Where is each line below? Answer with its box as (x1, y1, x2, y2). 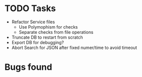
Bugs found (4, 62, 53, 73)
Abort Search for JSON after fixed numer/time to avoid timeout (11, 45, 137, 50)
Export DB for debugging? (11, 39, 64, 45)
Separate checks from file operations (18, 29, 93, 35)
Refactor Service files (11, 19, 55, 25)
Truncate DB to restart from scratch (11, 34, 83, 40)
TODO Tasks (4, 3, 56, 14)
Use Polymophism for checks (18, 24, 78, 30)
